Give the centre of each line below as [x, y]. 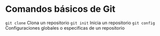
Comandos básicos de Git [60, 9]
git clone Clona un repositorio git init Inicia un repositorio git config [80, 23]
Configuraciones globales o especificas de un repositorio [65, 28]
